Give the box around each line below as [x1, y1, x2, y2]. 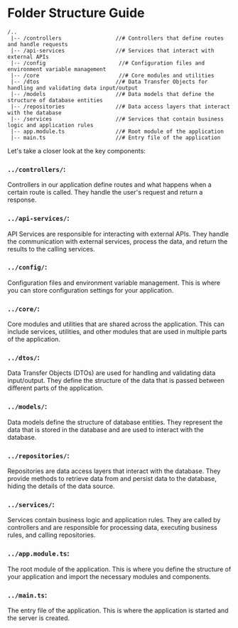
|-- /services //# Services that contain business [10, 115, 224, 122]
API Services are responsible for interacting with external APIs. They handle [7, 229, 229, 238]
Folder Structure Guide [7, 5, 145, 21]
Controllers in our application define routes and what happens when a [7, 180, 212, 189]
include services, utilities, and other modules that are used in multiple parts [7, 327, 227, 336]
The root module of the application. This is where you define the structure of [7, 565, 232, 573]
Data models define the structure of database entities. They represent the [7, 418, 223, 426]
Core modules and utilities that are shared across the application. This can [7, 320, 225, 328]
